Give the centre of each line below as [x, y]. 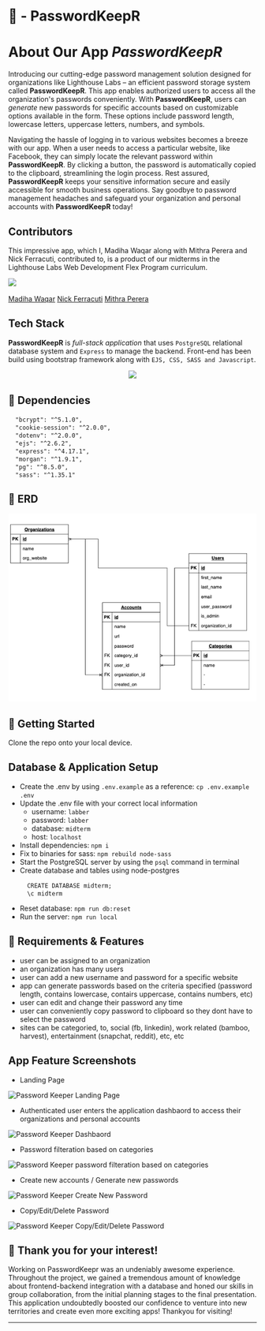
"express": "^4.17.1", [52, 451]
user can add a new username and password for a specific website [129, 977]
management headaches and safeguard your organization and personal [125, 198]
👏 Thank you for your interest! [83, 1250]
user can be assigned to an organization [85, 960]
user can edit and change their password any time [101, 1002]
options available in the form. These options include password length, [121, 116]
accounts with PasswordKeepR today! [71, 207]
